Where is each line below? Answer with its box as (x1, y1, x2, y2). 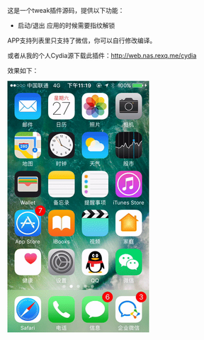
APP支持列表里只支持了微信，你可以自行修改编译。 (7, 36, 157, 45)
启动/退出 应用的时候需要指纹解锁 (17, 21, 115, 30)
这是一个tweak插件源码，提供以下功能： (7, 6, 125, 14)
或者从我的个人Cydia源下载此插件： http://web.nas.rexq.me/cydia (7, 52, 197, 59)
